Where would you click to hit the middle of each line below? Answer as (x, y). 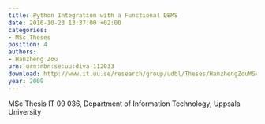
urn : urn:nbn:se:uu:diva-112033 (61, 67)
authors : (22, 52)
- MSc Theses (30, 37)
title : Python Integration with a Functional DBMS (93, 15)
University (25, 111)
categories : (28, 30)
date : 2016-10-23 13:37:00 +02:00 (65, 23)
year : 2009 (26, 81)
